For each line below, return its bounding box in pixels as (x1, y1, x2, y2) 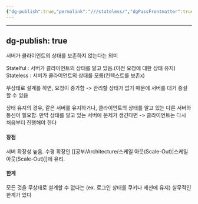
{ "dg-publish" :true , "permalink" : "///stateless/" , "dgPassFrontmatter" (6, 8, 181, 15)
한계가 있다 (6, 191, 32, 198)
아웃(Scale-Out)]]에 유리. (6, 155, 65, 162)
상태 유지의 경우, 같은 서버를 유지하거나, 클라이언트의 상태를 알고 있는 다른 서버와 (6, 104, 192, 112)
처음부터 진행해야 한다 (6, 119, 57, 126)
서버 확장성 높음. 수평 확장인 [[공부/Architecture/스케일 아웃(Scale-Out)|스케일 (6, 148, 189, 155)
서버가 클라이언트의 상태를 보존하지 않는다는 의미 (6, 52, 118, 59)
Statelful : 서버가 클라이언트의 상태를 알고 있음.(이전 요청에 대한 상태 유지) (6, 65, 176, 72)
